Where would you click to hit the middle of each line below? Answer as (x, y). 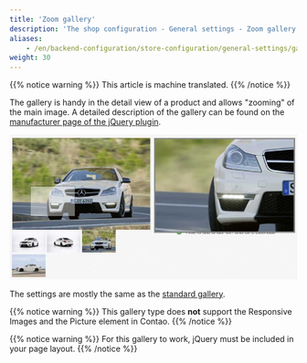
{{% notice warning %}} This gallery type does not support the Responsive (151, 311)
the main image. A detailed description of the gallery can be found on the (147, 112)
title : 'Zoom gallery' (53, 19)
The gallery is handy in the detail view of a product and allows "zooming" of (152, 103)
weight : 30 (30, 58)
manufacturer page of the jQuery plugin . (85, 122)
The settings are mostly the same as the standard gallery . (117, 294)
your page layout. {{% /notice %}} (74, 348)
